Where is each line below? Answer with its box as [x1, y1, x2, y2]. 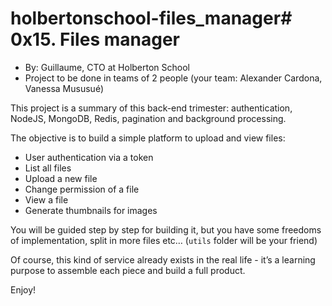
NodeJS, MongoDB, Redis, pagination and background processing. [10, 112, 287, 124]
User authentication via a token [24, 151, 154, 163]
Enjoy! [10, 283, 37, 296]
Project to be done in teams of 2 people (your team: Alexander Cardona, [24, 72, 323, 84]
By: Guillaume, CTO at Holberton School [24, 61, 190, 73]
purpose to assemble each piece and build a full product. [10, 264, 246, 276]
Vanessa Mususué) [24, 82, 104, 94]
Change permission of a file [24, 183, 140, 195]
